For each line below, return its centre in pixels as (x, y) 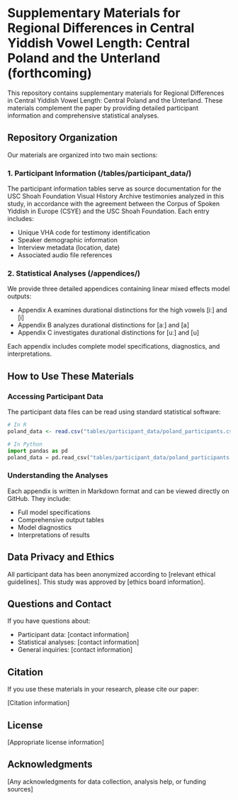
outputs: (19, 296)
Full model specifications (54, 512)
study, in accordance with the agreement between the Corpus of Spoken (114, 204)
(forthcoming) (50, 73)
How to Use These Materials (71, 376)
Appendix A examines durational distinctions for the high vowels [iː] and (122, 310)
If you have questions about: (49, 621)
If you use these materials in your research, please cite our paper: (103, 689)
